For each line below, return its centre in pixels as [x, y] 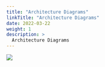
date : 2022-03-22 [28, 23]
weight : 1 [19, 29]
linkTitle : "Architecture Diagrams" [53, 18]
